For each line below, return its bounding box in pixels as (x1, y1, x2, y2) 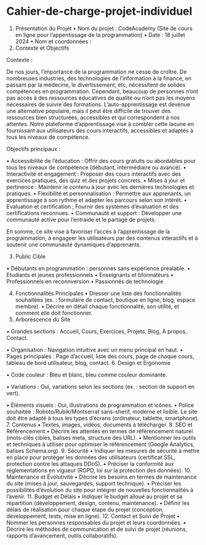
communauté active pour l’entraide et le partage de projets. (6, 216, 156, 223)
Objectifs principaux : (6, 145, 61, 152)
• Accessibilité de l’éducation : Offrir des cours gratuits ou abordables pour (6, 157, 196, 164)
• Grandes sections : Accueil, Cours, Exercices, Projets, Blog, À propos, (6, 327, 187, 335)
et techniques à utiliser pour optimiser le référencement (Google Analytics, (6, 441, 195, 448)
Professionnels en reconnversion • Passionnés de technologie (6, 278, 164, 285)
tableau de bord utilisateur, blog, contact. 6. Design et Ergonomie (6, 359, 170, 366)
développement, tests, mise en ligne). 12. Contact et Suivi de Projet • (6, 512, 180, 520)
